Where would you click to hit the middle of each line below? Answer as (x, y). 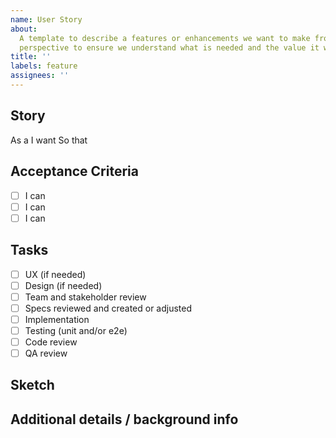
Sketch (32, 385)
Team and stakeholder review (85, 297)
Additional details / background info (124, 419)
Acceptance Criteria (74, 171)
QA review (46, 353)
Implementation (57, 319)
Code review (51, 342)
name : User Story (46, 19)
